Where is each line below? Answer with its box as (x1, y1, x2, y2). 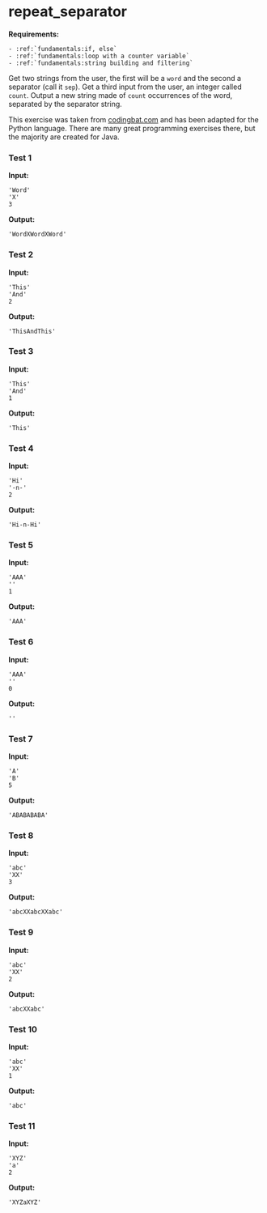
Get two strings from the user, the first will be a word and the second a (8, 73, 241, 83)
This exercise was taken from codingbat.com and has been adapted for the (8, 114, 259, 124)
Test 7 (8, 733, 33, 744)
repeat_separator (8, 2, 128, 21)
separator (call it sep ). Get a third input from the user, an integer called (8, 82, 242, 92)
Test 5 (8, 539, 34, 551)
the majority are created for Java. (8, 132, 120, 142)
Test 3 (8, 346, 34, 357)
